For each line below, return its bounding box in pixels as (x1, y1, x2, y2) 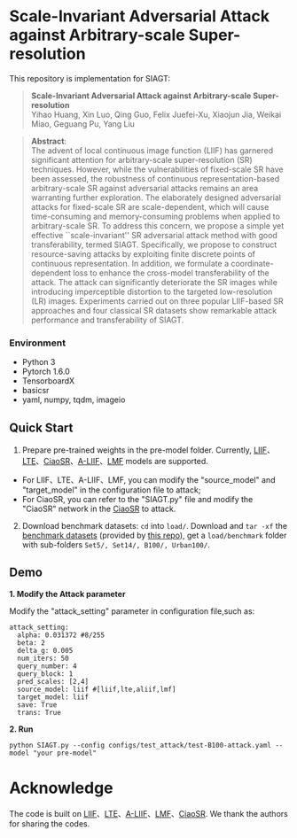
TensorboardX (21, 376, 75, 386)
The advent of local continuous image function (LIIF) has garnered (30, 144, 274, 156)
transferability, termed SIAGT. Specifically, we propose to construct (30, 239, 277, 250)
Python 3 (21, 357, 56, 368)
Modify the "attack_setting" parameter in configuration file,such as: (9, 605, 255, 617)
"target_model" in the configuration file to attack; (21, 485, 201, 495)
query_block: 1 (17, 669, 74, 679)
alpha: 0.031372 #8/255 (17, 631, 105, 640)
